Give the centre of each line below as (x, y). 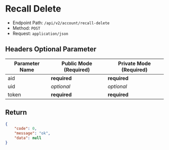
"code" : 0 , (26, 129)
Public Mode (77, 63)
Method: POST (26, 28)
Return (16, 113)
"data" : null (28, 138)
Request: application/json (40, 33)
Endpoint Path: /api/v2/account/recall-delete (61, 23)
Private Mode (134, 63)
